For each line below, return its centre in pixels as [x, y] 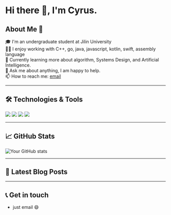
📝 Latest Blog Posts [36, 172]
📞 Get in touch [27, 195]
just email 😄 [26, 207]
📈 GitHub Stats [30, 136]
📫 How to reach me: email [33, 76]
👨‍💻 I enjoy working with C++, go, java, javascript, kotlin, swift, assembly [81, 49]
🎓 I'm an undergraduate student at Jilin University [59, 42]
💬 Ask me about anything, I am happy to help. [53, 70]
